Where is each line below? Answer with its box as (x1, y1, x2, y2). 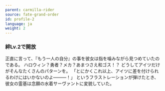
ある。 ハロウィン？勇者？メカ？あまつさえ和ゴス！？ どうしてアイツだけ (9, 62, 161, 68)
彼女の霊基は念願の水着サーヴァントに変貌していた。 (5, 80, 115, 86)
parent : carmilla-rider (5, 7, 55, 12)
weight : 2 (5, 26, 26, 31)
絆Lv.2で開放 (5, 43, 36, 50)
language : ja (5, 21, 32, 26)
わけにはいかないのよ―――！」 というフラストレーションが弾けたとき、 (9, 74, 159, 80)
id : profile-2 (5, 16, 35, 21)
